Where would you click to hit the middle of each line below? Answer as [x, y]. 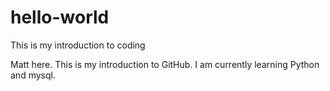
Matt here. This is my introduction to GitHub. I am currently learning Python [165, 64]
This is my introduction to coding [78, 45]
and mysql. [33, 75]
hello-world [60, 17]
